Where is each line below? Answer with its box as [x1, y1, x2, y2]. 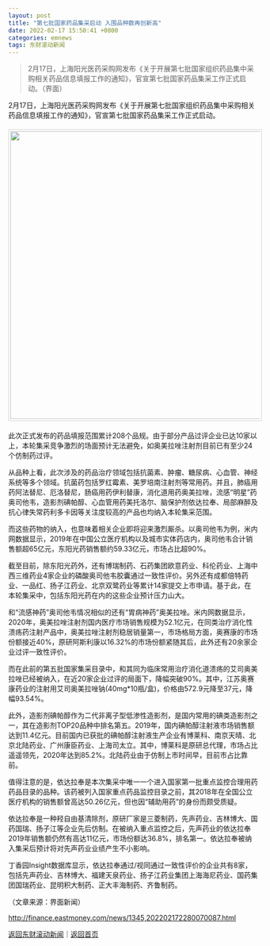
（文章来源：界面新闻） [8, 898, 85, 907]
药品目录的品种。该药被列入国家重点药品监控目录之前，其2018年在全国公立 [8, 787, 253, 797]
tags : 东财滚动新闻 [8, 41, 66, 49]
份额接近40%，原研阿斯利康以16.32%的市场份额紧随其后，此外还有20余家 [8, 637, 251, 647]
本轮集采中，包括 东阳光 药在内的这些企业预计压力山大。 [8, 590, 188, 600]
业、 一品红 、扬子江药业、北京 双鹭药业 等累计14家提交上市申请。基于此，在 [8, 581, 252, 590]
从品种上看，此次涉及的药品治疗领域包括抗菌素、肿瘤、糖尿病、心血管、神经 [8, 467, 258, 477]
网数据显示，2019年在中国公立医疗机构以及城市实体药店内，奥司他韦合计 [8, 534, 246, 544]
